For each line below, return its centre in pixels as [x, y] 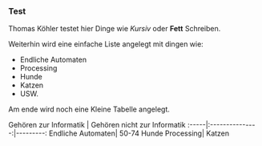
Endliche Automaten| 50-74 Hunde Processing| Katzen [139, 133]
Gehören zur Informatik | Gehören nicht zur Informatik [97, 125]
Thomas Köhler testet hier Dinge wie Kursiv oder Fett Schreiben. [115, 29]
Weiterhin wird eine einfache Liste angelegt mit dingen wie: [106, 44]
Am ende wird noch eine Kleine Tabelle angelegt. [89, 109]
